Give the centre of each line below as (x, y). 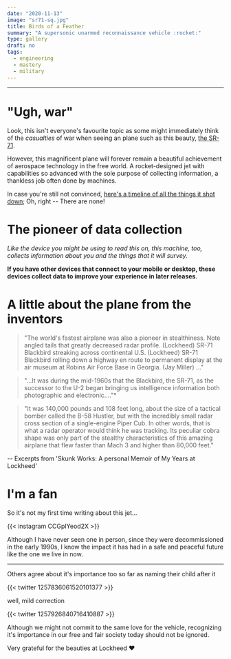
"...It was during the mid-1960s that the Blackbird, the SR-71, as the (119, 381)
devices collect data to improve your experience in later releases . (102, 276)
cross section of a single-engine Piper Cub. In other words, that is (117, 423)
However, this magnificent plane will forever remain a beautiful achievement (114, 159)
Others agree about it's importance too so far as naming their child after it (111, 574)
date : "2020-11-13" (35, 13)
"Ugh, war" (40, 112)
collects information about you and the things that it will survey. (97, 256)
